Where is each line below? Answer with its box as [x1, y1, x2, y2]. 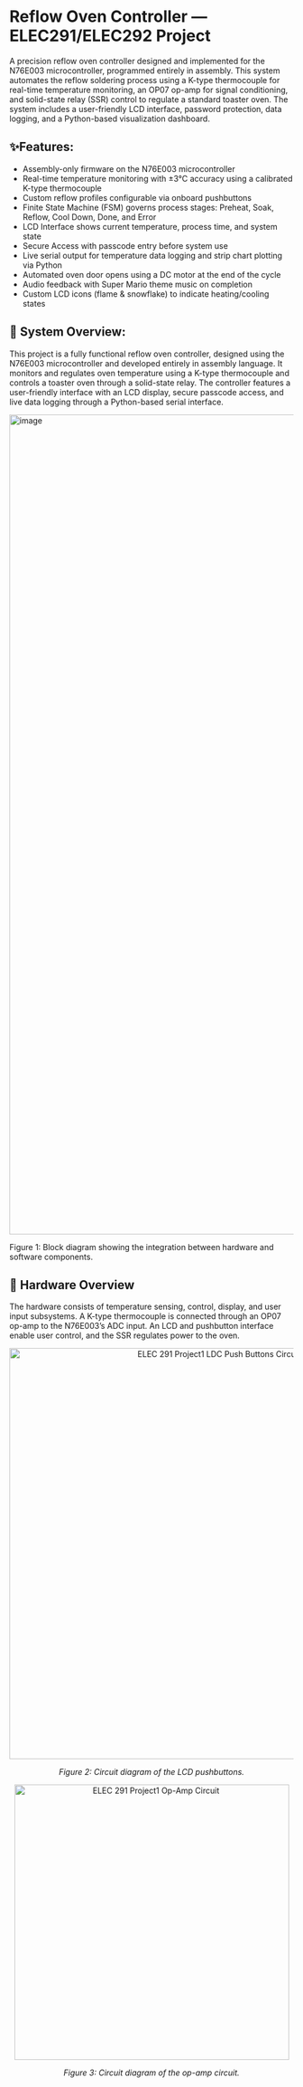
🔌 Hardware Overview [9, 1277, 135, 1293]
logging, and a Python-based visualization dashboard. [9, 113, 210, 124]
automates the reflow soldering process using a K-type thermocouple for [9, 74, 280, 85]
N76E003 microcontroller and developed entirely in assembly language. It [9, 357, 283, 368]
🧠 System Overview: [9, 324, 126, 340]
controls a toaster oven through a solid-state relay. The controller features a [9, 377, 291, 388]
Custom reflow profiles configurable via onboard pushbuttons [22, 192, 252, 203]
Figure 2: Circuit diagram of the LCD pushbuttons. [58, 1767, 245, 1778]
